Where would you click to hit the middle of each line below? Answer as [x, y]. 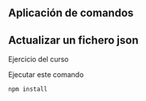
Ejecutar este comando [46, 75]
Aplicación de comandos [71, 13]
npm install [28, 89]
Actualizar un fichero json [73, 40]
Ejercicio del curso [38, 60]
